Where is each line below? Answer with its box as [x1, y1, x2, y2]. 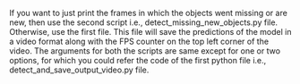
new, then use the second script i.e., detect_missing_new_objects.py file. [9, 17, 279, 28]
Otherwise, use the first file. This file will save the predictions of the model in [9, 27, 292, 37]
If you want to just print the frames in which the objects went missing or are [9, 8, 288, 18]
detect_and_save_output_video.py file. [9, 64, 150, 75]
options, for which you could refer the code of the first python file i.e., [9, 55, 267, 65]
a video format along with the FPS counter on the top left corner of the [9, 36, 270, 46]
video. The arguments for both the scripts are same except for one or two [9, 46, 280, 56]
